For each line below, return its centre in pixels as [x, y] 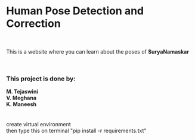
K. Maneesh [21, 104]
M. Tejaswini [22, 92]
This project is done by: [41, 79]
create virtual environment [39, 124]
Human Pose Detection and [75, 11]
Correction [33, 24]
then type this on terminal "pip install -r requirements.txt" [76, 130]
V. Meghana [21, 98]
